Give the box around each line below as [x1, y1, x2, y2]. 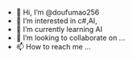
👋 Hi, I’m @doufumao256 [15, 8, 100, 17]
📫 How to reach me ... [15, 42, 91, 51]
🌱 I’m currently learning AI [15, 25, 103, 33]
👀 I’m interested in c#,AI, [15, 16, 98, 26]
